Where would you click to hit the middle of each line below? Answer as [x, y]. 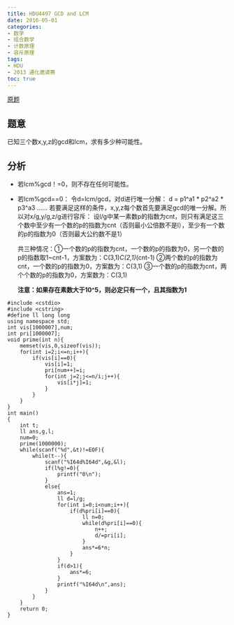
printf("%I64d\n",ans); [92, 584]
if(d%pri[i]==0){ [95, 511]
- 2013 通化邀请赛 [31, 72]
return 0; [34, 609]
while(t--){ [50, 456]
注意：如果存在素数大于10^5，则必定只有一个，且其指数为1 [102, 290]
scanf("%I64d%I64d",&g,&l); [86, 462]
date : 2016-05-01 [32, 20]
